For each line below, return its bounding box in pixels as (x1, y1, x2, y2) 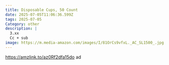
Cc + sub (10, 36, 28, 41)
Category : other (5, 21, 39, 27)
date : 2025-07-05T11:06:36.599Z (5, 12, 73, 17)
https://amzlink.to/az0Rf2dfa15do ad (5, 54, 81, 60)
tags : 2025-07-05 (5, 17, 42, 22)
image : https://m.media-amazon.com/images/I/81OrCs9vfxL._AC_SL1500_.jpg (5, 40, 164, 45)
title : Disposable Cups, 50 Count (5, 7, 78, 13)
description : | (5, 26, 37, 31)
